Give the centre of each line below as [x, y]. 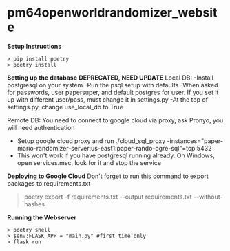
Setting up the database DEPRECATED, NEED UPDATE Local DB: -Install [110, 78]
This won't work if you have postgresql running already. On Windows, [116, 155]
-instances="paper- [195, 141]
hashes [34, 204]
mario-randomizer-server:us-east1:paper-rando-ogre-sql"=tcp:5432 [114, 148]
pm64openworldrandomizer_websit [112, 13]
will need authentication [41, 127]
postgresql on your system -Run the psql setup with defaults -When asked [113, 85]
